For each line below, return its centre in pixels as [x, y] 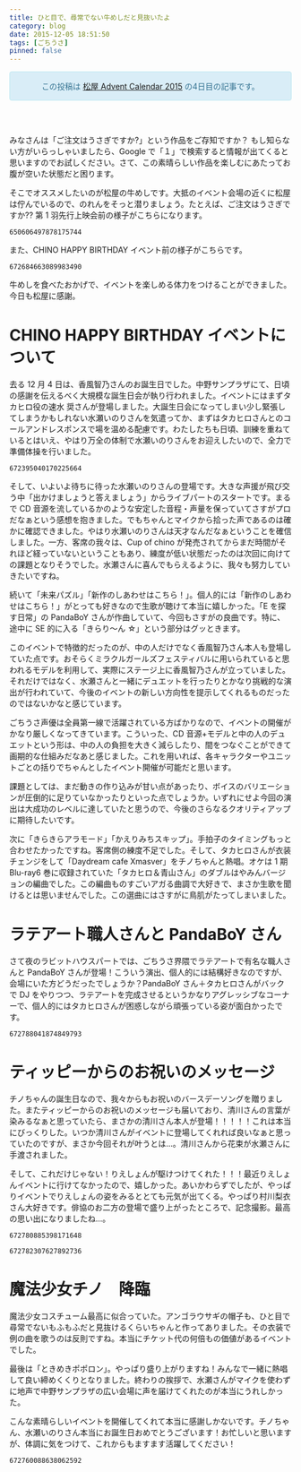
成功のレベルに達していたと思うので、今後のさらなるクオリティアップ [162, 809]
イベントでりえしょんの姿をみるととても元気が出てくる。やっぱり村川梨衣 [154, 1196]
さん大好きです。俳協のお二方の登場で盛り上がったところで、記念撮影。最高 [150, 1207]
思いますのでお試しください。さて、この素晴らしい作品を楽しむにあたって [146, 163]
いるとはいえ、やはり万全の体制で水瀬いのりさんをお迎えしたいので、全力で [150, 441]
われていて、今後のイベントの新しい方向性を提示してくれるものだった [161, 693]
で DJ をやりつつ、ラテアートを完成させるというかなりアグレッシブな [138, 994]
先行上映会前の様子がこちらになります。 [133, 215]
